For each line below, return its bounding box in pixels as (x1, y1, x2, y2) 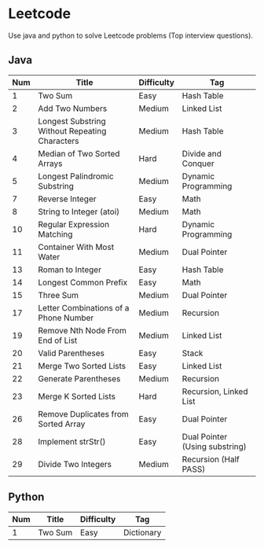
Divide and (181, 148, 222, 159)
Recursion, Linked (181, 386, 248, 397)
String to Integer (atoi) (38, 206, 120, 217)
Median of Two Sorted (38, 148, 120, 159)
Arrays (38, 158, 63, 169)
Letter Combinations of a (38, 302, 130, 313)
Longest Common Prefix (38, 277, 128, 288)
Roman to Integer (38, 264, 102, 275)
